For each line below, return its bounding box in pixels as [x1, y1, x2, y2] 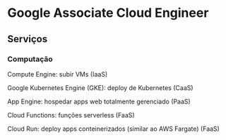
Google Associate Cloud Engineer [7, 5, 209, 21]
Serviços [7, 33, 48, 45]
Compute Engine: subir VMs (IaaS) [7, 70, 108, 78]
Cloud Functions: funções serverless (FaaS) [7, 110, 136, 119]
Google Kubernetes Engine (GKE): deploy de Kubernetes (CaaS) [7, 83, 194, 92]
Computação [7, 54, 53, 64]
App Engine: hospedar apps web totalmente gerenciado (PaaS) [7, 97, 191, 106]
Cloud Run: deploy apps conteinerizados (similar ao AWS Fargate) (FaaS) [7, 125, 220, 133]
